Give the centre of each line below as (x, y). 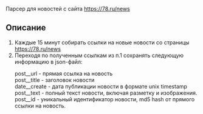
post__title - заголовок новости (54, 80)
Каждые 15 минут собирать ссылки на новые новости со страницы (102, 42)
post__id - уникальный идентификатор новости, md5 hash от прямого (105, 99)
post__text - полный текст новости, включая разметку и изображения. (106, 93)
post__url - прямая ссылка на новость (64, 73)
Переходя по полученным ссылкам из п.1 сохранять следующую (99, 55)
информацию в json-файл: (48, 62)
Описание (26, 28)
